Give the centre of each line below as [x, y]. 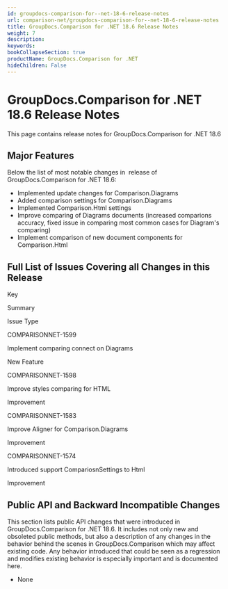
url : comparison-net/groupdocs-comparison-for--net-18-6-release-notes [113, 20]
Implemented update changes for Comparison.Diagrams [98, 193]
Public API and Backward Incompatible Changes [114, 505]
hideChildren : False [37, 65]
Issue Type [23, 321]
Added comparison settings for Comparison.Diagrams [95, 201]
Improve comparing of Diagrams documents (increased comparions [114, 216]
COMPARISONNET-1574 [42, 456]
